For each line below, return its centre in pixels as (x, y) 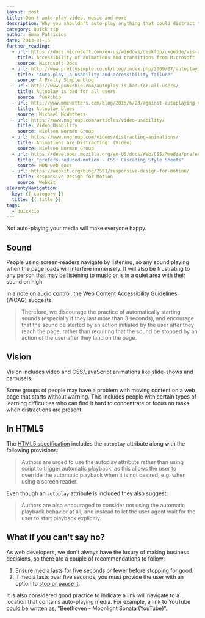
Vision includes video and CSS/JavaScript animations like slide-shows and (100, 372)
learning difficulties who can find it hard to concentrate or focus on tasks (98, 403)
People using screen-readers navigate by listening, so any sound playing (98, 262)
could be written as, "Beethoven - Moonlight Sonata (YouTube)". (87, 608)
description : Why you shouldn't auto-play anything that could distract (101, 23)
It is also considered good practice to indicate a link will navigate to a (93, 595)
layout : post (23, 12)
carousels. (20, 378)
